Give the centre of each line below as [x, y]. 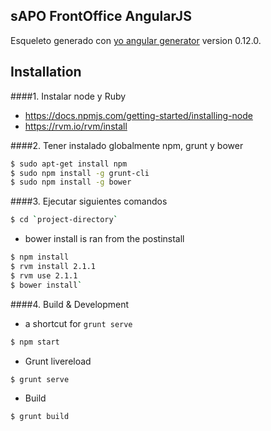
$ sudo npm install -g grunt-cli [80, 173]
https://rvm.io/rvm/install [76, 126]
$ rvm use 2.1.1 [44, 275]
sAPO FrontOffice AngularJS [101, 16]
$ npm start [35, 342]
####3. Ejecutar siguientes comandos [89, 201]
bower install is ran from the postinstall [104, 239]
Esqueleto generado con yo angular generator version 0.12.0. [136, 40]
